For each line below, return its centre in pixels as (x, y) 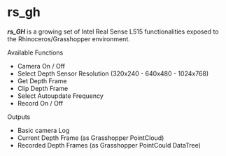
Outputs (19, 117)
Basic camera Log (43, 130)
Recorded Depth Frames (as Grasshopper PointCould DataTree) (109, 145)
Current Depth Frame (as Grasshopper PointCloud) (91, 138)
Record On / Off (40, 103)
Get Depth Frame (42, 80)
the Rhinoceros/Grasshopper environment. (69, 38)
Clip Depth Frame (43, 88)
